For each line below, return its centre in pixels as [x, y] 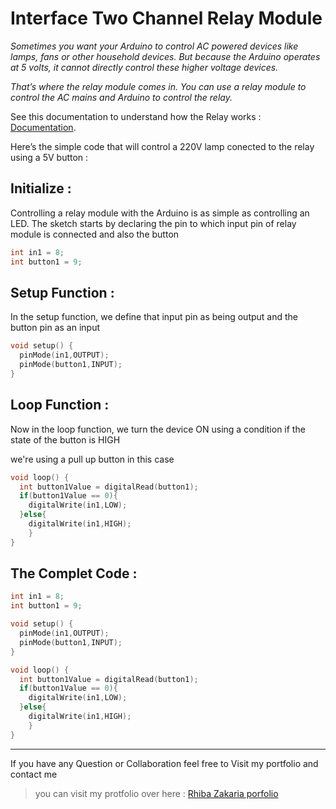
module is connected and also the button [95, 234]
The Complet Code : [74, 573]
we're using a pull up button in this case [92, 459]
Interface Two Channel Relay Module [166, 18]
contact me [34, 774]
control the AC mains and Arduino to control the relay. [121, 97]
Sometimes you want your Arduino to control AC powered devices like [154, 46]
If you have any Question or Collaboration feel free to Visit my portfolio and [164, 763]
